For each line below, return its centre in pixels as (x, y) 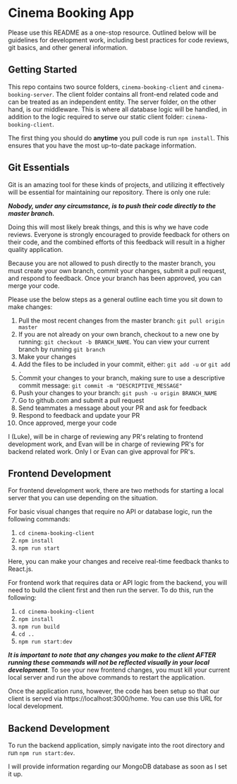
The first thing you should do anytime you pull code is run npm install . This (119, 138)
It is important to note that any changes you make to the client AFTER (112, 655)
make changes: (30, 307)
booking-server (30, 95)
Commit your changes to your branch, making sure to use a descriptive (121, 378)
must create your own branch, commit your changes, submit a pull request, (117, 270)
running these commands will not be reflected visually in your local (109, 663)
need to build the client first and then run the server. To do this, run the (111, 590)
